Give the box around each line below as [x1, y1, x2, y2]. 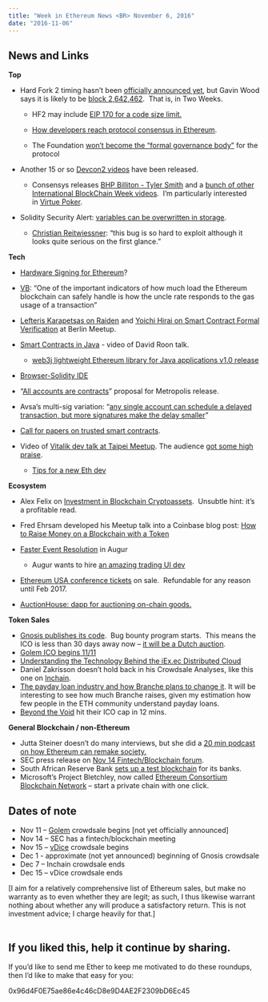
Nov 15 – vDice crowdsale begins [19, 843, 130, 852]
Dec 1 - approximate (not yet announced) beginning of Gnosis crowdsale [19, 851, 260, 861]
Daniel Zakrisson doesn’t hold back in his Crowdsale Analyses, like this [19, 665, 254, 674]
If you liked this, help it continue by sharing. [8, 940, 231, 954]
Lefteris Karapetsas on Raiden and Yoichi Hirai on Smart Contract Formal [19, 316, 260, 325]
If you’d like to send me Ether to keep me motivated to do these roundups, [8, 962, 252, 972]
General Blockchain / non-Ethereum [8, 722, 130, 733]
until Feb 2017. [19, 584, 68, 594]
